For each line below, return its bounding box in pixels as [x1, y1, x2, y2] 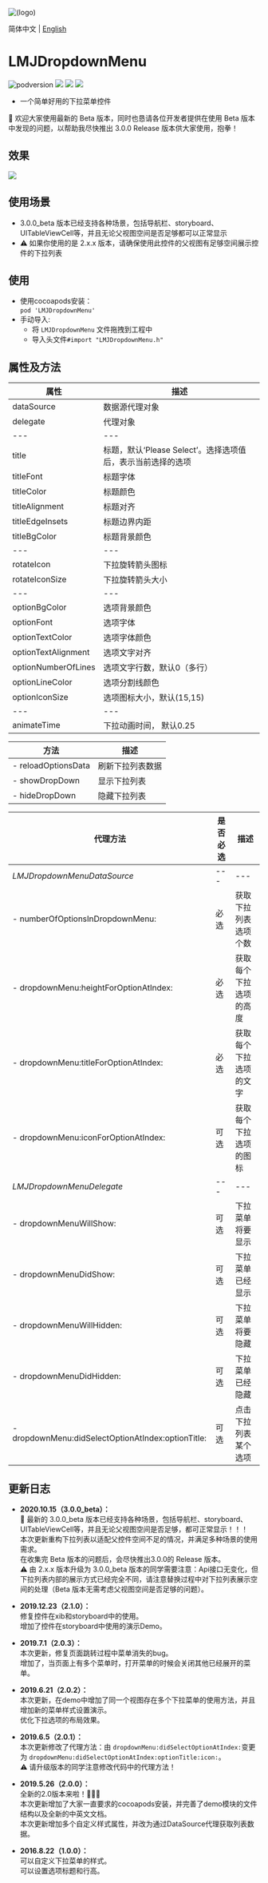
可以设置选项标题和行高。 [19, 1866, 104, 1875]
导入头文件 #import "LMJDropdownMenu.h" [31, 335, 164, 344]
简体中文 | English [8, 24, 67, 34]
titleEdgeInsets [12, 516, 69, 527]
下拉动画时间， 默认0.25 [103, 720, 195, 731]
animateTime [12, 720, 61, 731]
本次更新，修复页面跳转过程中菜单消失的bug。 [19, 1648, 173, 1658]
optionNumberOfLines [12, 661, 96, 673]
